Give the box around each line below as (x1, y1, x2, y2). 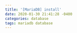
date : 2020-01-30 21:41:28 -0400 (5, 12, 73, 16)
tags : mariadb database (5, 20, 53, 26)
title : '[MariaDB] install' (5, 7, 62, 12)
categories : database (5, 16, 49, 21)
